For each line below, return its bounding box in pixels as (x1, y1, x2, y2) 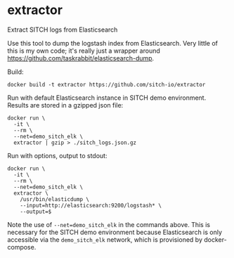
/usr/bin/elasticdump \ (20, 195, 90, 202)
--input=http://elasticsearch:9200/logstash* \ (20, 202, 162, 209)
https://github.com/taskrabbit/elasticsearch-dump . (7, 53, 155, 62)
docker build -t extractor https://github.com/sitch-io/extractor (7, 81, 206, 88)
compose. (7, 243, 37, 251)
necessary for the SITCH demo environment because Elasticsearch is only (7, 228, 223, 236)
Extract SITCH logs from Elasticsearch (7, 25, 118, 34)
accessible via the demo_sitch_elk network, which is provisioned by (7, 235, 202, 244)
